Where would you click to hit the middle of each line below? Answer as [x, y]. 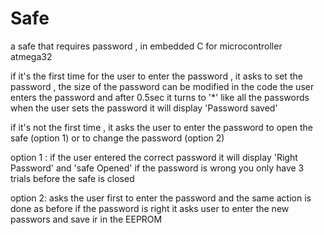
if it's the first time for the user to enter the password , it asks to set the [156, 76]
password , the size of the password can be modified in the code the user [162, 86]
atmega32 [31, 56]
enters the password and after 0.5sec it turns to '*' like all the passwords [160, 97]
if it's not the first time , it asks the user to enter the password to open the [161, 127]
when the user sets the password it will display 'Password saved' [144, 108]
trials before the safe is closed [72, 178]
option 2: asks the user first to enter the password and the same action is [161, 198]
